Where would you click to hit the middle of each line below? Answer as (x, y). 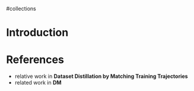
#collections (21, 9)
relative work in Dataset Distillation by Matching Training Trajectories (101, 76)
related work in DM (38, 83)
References (35, 60)
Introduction (37, 33)
